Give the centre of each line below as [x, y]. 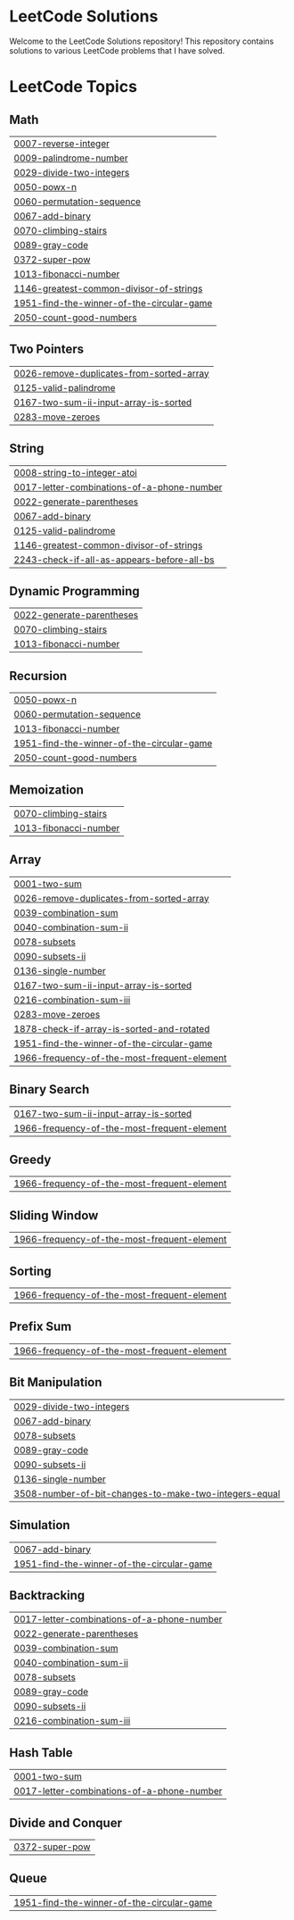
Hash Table [41, 1753]
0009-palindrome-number [71, 158]
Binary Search [49, 1089]
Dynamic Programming [74, 591]
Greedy [30, 1160]
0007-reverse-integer [61, 143]
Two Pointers [47, 349]
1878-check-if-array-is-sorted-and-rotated [112, 1028]
